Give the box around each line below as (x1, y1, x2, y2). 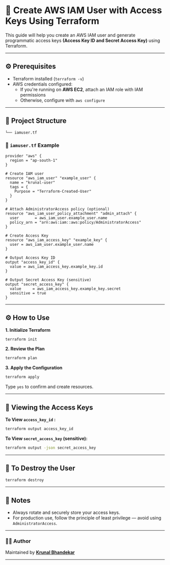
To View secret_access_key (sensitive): (5, 435, 88, 442)
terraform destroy (5, 477, 44, 483)
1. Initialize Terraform (5, 327, 51, 333)
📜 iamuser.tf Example (5, 142, 60, 149)
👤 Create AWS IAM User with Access (5, 5, 162, 16)
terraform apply (5, 374, 39, 380)
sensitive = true (10, 290, 47, 295)
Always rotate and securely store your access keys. (12, 509, 120, 515)
